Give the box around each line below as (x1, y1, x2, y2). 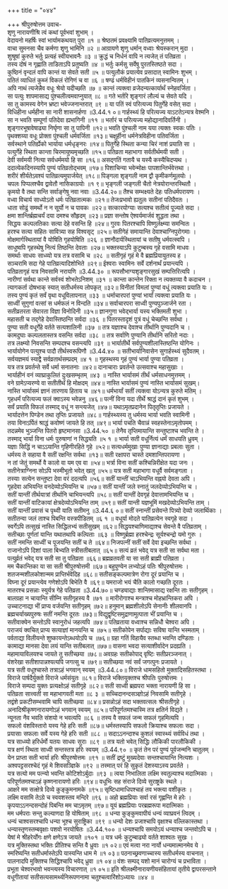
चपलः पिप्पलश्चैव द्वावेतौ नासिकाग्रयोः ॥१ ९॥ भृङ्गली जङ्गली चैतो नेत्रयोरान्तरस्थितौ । (7, 180, 197, 188)
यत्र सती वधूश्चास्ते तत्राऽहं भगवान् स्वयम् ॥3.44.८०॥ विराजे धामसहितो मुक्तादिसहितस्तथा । (7, 666, 212, 674)
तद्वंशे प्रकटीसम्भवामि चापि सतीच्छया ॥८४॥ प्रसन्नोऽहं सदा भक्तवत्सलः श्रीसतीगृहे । (7, 698, 186, 706)
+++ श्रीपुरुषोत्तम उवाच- (7, 21, 62, 28)
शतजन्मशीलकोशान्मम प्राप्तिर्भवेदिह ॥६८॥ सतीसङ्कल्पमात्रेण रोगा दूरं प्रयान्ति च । (7, 570, 185, 578)
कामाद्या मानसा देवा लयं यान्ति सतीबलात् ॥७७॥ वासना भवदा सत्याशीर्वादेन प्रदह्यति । (7, 642, 192, 650)
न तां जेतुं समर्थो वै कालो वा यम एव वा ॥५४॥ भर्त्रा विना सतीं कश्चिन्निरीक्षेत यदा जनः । (7, 458, 194, 467)
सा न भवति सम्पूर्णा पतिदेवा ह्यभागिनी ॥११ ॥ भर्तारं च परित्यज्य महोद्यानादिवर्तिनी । (7, 116, 187, 124)
